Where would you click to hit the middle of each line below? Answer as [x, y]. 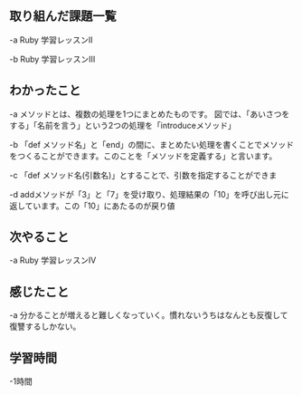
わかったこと [45, 90]
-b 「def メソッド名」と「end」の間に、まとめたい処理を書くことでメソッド [151, 144]
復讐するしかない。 [45, 327]
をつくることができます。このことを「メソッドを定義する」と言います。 [143, 156]
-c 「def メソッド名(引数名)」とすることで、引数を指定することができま [143, 175]
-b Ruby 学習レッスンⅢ [52, 59]
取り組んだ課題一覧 [63, 16]
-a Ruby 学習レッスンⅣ [53, 260]
